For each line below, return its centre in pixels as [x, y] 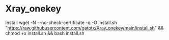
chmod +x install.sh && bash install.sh [45, 33]
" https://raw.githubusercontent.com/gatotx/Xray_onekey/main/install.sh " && [84, 27]
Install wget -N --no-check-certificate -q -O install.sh [61, 22]
